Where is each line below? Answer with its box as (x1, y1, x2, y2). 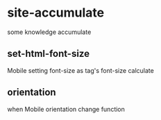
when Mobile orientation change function (7, 105, 125, 113)
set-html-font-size (7, 48, 90, 60)
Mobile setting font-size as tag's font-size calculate (7, 66, 154, 74)
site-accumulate (7, 5, 105, 21)
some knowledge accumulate (7, 28, 92, 36)
